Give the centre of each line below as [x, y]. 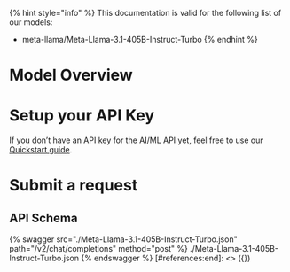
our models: [31, 22]
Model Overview [71, 75]
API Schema [43, 218]
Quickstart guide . [41, 150]
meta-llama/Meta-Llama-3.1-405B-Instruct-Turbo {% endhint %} [140, 39]
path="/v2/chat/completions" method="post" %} [98, 249]
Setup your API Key [82, 116]
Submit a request [74, 186]
